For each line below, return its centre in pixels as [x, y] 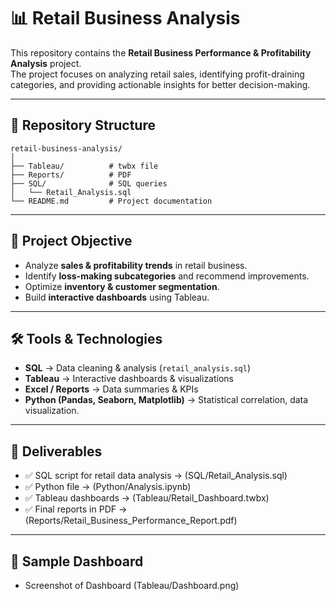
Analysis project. [46, 63]
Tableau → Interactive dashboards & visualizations [129, 379]
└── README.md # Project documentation [111, 201]
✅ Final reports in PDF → [76, 509]
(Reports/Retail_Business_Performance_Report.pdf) [131, 521]
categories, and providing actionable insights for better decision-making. [160, 84]
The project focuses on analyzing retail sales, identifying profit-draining [157, 74]
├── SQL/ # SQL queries [89, 183]
